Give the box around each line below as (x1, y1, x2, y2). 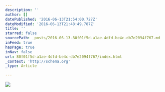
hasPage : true (5, 45, 35, 50)
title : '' (5, 26, 26, 31)
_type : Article (5, 63, 37, 68)
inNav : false (5, 49, 33, 54)
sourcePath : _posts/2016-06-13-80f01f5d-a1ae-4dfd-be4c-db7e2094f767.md (5, 36, 160, 41)
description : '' (5, 7, 39, 13)
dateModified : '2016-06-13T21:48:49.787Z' (5, 21, 95, 27)
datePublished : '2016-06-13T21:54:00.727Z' (5, 17, 98, 22)
